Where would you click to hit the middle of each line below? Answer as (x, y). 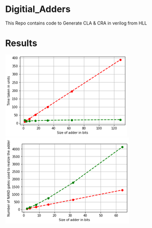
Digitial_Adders (38, 9)
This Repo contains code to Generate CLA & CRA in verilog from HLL (76, 23)
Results (21, 43)
